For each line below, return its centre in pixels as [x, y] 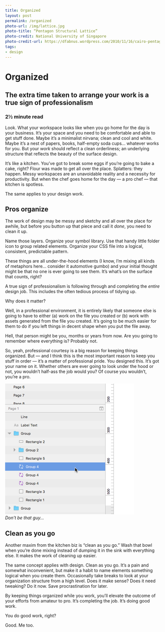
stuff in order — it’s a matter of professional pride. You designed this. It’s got [82, 361]
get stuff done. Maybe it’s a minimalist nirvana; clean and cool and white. [79, 138]
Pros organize [27, 209]
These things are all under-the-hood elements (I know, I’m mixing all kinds [80, 261]
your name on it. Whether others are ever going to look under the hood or [79, 366]
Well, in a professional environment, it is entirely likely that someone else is [81, 311]
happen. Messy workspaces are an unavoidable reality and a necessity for [80, 174]
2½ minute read [24, 117]
